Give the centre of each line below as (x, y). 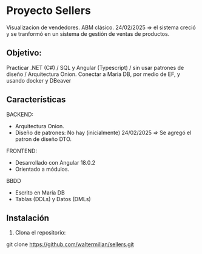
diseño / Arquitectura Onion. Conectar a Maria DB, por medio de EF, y (93, 74)
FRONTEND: (22, 151)
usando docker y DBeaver (39, 80)
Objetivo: (24, 53)
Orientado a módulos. (42, 169)
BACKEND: (20, 114)
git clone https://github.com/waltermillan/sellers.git (70, 244)
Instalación (28, 218)
